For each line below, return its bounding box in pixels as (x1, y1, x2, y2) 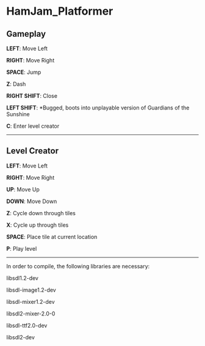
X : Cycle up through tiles (6, 221, 69, 229)
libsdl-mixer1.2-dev (6, 298, 55, 305)
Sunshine (6, 111, 31, 117)
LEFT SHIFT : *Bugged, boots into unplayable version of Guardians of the (6, 104, 190, 111)
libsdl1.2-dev (6, 274, 38, 282)
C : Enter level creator (6, 122, 60, 130)
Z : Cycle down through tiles (6, 209, 76, 216)
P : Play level (6, 245, 37, 252)
